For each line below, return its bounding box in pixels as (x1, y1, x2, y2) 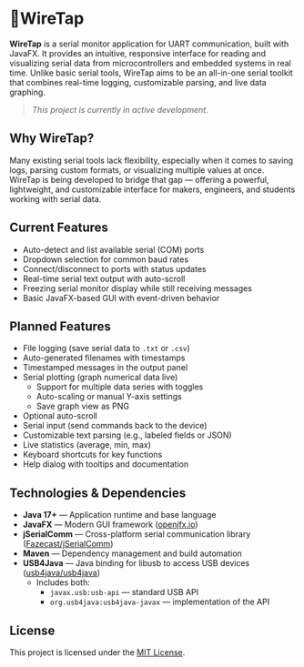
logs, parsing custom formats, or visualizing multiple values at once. (9, 164, 265, 176)
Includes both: (35, 577, 91, 588)
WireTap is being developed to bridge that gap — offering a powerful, (9, 174, 269, 185)
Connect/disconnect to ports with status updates (22, 263, 207, 274)
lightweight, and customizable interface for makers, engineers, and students (9, 184, 296, 195)
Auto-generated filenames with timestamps (22, 352, 186, 363)
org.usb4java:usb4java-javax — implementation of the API (49, 596, 270, 608)
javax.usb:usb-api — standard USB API (49, 587, 198, 598)
